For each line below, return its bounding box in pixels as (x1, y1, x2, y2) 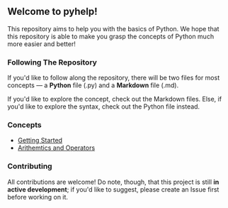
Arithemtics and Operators (17, 143, 96, 152)
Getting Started (17, 136, 62, 145)
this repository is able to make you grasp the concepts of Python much (7, 32, 215, 40)
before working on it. (7, 192, 69, 201)
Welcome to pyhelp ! (7, 6, 98, 18)
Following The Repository (7, 57, 98, 67)
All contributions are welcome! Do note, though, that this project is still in (7, 177, 220, 186)
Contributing (7, 161, 52, 171)
